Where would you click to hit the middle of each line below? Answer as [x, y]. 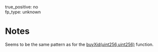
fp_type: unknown [23, 12]
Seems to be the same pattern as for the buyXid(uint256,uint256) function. [79, 44]
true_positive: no [22, 7]
